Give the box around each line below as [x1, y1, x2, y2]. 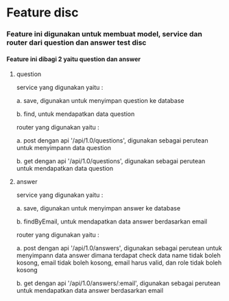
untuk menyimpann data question [16, 144, 111, 152]
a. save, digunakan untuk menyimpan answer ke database [16, 204, 181, 213]
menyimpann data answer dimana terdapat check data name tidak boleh [16, 252, 221, 260]
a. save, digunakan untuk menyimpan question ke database [16, 97, 184, 105]
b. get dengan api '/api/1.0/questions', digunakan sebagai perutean [16, 157, 206, 165]
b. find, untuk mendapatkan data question [16, 110, 135, 118]
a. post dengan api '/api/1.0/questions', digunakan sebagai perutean [16, 136, 208, 145]
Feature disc [6, 5, 79, 21]
